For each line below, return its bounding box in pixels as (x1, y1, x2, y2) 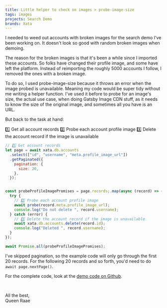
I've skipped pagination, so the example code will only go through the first (5, 253, 157, 259)
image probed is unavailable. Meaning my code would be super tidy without (5, 85, 161, 92)
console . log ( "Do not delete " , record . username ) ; (14, 207, 119, 212)
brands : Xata (5, 21, 32, 26)
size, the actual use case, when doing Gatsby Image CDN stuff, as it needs (5, 96, 158, 102)
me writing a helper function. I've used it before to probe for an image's (5, 91, 152, 97)
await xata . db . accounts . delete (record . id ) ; (14, 221, 106, 226)
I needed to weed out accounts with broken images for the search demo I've (5, 35, 162, 41)
